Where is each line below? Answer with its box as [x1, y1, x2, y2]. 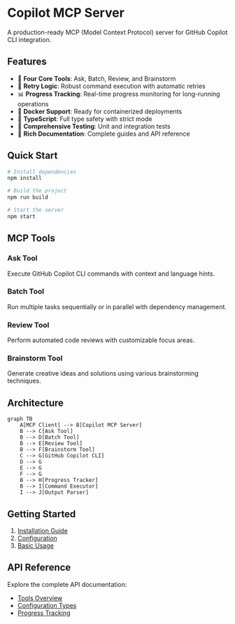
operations [17, 99, 49, 108]
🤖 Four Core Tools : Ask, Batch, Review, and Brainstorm [17, 74, 176, 83]
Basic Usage [17, 541, 54, 550]
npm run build [7, 194, 49, 201]
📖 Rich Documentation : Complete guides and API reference [17, 129, 190, 138]
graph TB [7, 416, 33, 423]
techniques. [7, 376, 41, 385]
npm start [7, 213, 36, 220]
